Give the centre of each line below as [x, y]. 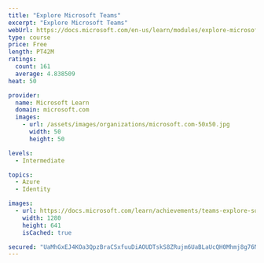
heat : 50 [22, 81]
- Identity [33, 189]
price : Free [27, 45]
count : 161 [33, 67]
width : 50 [45, 132]
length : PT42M [31, 52]
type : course [29, 37]
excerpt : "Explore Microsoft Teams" [68, 23]
